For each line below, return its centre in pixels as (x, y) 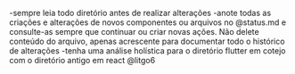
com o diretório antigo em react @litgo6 (82, 60)
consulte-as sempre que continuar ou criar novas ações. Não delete (135, 32)
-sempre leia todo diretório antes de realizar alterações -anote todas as (140, 13)
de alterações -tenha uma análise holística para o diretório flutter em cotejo (147, 51)
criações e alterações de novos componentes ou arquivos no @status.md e (148, 22)
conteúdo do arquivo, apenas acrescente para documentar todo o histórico (147, 41)
